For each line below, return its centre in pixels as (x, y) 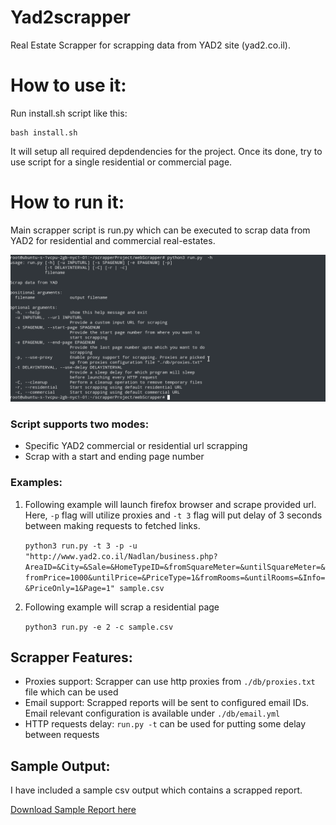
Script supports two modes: (80, 424)
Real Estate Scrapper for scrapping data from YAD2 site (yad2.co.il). (150, 45)
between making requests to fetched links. (112, 525)
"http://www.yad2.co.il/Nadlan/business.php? (121, 556)
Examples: (36, 483)
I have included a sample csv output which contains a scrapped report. (156, 790)
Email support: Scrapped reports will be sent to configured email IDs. (167, 703)
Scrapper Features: (71, 657)
